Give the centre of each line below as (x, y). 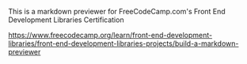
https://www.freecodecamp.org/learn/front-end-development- (110, 35)
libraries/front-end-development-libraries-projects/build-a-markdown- (123, 43)
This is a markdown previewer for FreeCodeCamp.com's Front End (117, 11)
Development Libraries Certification (66, 20)
